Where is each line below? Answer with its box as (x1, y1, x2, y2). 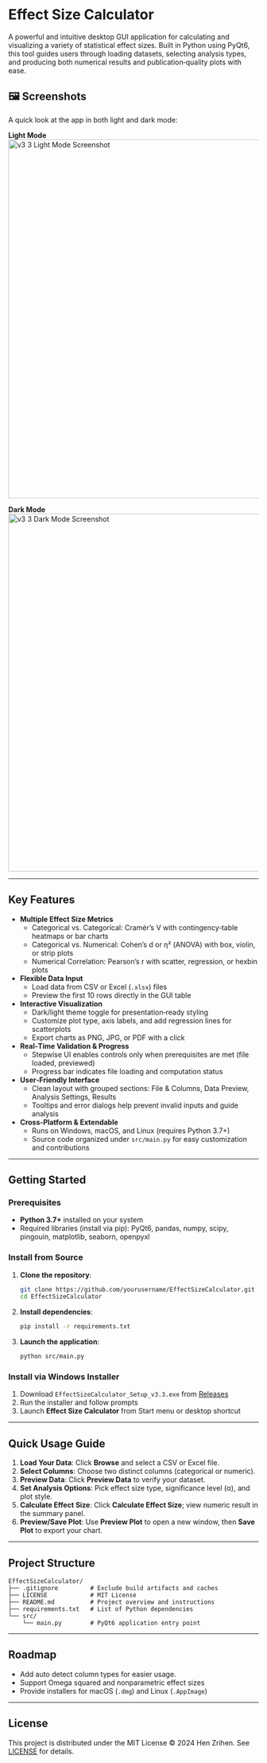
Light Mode (8, 130, 47, 140)
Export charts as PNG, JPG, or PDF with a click (31, 1033, 185, 1042)
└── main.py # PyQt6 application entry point (22, 1619, 201, 1627)
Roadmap (8, 1648, 57, 1662)
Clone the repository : (19, 1270, 92, 1280)
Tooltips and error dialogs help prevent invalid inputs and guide (31, 1100, 238, 1110)
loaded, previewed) (31, 1057, 95, 1068)
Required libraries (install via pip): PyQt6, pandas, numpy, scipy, (19, 1224, 229, 1233)
